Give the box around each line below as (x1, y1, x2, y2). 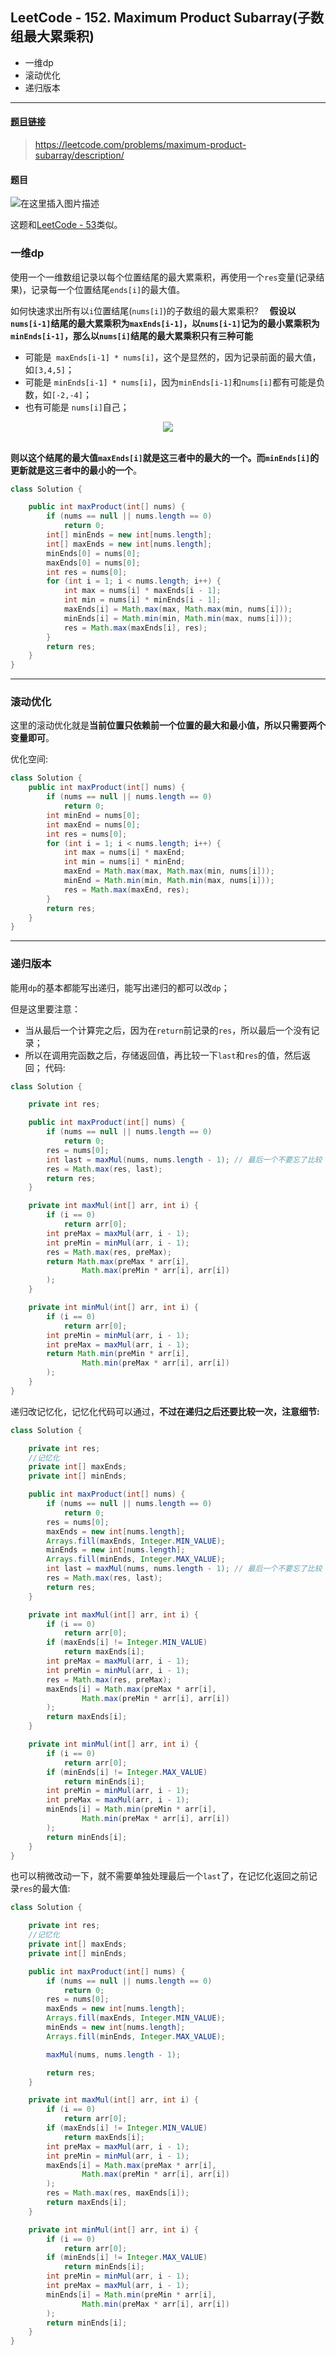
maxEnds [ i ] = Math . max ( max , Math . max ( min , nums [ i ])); (63, 604, 293, 615)
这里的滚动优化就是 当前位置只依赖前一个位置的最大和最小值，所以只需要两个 (10, 719, 326, 732)
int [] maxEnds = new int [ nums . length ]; (46, 539, 213, 549)
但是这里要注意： (10, 1003, 81, 1015)
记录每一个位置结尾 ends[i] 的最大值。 (31, 283, 186, 295)
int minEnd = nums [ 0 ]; (46, 810, 141, 820)
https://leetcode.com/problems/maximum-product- (34, 139, 247, 151)
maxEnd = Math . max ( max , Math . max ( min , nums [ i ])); (63, 866, 275, 877)
